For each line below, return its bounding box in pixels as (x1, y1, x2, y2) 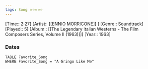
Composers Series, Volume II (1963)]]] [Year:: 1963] (5, 31, 111, 37)
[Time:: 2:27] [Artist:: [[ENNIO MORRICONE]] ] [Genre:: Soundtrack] (5, 21, 144, 27)
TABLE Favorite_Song (5, 55, 48, 60)
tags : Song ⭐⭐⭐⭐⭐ (5, 7, 43, 12)
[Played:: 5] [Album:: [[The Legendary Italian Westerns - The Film (5, 26, 139, 32)
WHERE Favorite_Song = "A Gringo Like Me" (5, 59, 94, 64)
